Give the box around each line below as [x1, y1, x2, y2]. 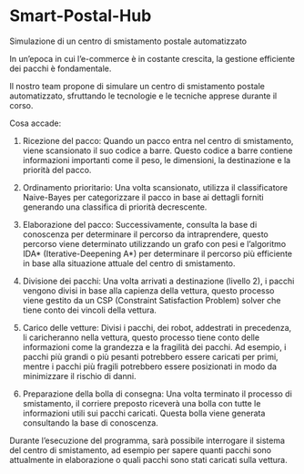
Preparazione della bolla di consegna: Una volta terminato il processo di [22, 388, 293, 399]
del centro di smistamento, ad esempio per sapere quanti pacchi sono [9, 444, 272, 456]
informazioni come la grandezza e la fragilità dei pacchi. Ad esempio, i [22, 341, 287, 352]
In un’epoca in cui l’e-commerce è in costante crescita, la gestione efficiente [9, 53, 296, 64]
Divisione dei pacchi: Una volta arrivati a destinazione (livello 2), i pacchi [22, 275, 295, 286]
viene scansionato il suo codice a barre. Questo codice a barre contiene [22, 145, 293, 156]
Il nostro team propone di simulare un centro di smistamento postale [9, 80, 266, 91]
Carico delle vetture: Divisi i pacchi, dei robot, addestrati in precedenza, [22, 322, 292, 333]
